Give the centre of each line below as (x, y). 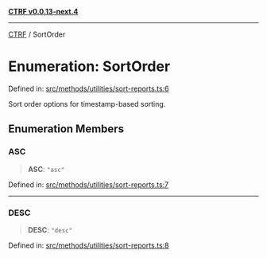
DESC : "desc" (50, 229)
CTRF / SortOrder (37, 34)
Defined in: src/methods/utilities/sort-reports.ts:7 (89, 184)
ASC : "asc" (46, 169)
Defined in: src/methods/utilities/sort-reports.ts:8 (89, 245)
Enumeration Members (66, 129)
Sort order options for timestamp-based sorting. (87, 104)
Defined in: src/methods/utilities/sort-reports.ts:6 (89, 88)
